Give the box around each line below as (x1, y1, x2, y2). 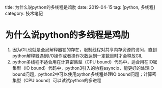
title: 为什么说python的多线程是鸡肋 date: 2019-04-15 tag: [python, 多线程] (5, 4, 156, 10)
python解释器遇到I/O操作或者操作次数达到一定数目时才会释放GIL (12, 53, 143, 59)
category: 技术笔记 (5, 10, 43, 16)
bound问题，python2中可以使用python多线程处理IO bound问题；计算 (12, 71, 152, 77)
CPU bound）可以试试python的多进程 (25, 77, 102, 83)
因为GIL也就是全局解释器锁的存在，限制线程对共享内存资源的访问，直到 (12, 46, 157, 53)
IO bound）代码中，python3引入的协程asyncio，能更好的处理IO (25, 65, 154, 71)
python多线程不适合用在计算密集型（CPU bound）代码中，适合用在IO (12, 59, 153, 65)
